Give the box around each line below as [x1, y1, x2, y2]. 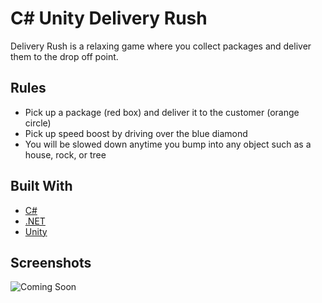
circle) [24, 117, 52, 129]
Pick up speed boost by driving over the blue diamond [24, 127, 248, 139]
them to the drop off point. [10, 50, 119, 62]
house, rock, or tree [24, 148, 107, 161]
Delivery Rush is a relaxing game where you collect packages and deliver [10, 40, 312, 52]
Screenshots [10, 254, 92, 271]
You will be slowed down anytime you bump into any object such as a [24, 138, 312, 150]
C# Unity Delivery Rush [10, 7, 208, 30]
